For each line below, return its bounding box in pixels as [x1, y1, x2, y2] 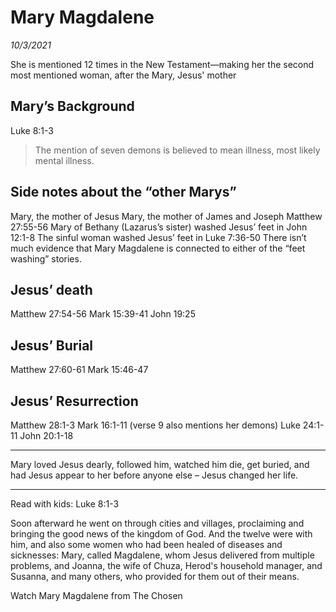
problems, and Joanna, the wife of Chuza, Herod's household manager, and [10, 560, 323, 571]
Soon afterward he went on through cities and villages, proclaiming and [10, 517, 305, 529]
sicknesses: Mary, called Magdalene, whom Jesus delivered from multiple [10, 549, 315, 561]
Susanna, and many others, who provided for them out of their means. [10, 571, 300, 582]
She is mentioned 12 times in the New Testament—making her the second [10, 58, 315, 70]
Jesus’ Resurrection [10, 392, 139, 410]
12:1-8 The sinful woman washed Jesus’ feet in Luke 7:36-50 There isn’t [10, 231, 307, 243]
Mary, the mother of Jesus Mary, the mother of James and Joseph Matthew [10, 210, 323, 222]
